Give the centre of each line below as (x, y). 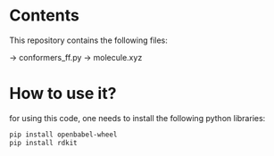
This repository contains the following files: (88, 40)
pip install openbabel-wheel (63, 135)
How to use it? (63, 94)
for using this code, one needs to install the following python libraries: (137, 118)
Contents (45, 16)
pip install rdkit (43, 143)
